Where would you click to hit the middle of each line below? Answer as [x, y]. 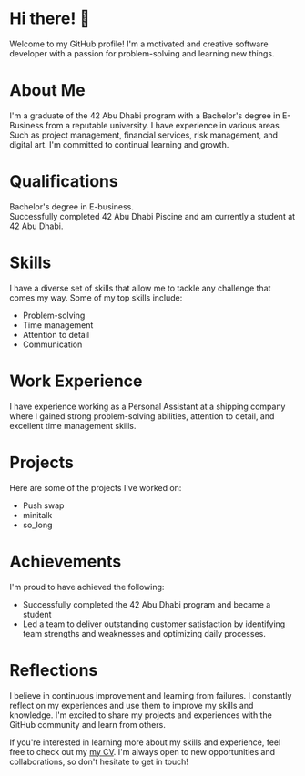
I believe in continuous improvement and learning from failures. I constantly [151, 695]
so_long [37, 525]
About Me [47, 91]
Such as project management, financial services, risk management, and [144, 135]
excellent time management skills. [73, 425]
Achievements [66, 562]
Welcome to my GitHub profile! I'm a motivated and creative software [139, 44]
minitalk [37, 515]
